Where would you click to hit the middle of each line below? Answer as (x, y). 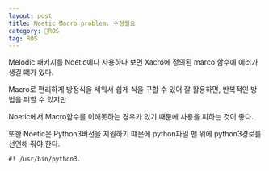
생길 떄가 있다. (31, 73)
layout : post (30, 16)
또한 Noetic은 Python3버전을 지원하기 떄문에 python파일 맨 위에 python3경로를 (135, 134)
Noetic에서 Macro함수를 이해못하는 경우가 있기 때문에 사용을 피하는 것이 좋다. (131, 117)
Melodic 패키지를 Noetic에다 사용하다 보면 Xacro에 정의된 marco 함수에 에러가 (133, 62)
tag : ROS (23, 38)
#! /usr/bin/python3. (45, 159)
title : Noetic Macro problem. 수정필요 (72, 23)
